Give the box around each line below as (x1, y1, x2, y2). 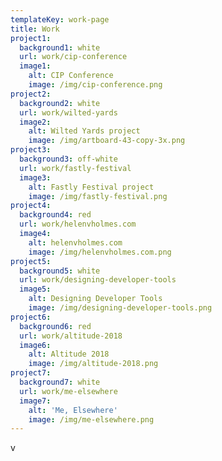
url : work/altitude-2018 (19, 331, 123, 341)
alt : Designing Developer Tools (28, 294, 163, 304)
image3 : (19, 172, 52, 183)
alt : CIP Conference (28, 71, 114, 81)
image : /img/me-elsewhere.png (28, 414, 155, 425)
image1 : (19, 61, 52, 71)
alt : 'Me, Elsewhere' (28, 405, 118, 415)
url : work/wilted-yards (19, 107, 118, 118)
